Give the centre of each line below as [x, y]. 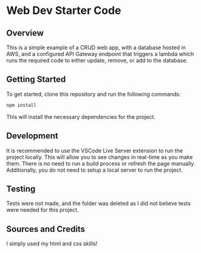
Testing [21, 189]
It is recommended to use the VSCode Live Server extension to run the [95, 150]
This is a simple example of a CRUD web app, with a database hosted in [96, 47]
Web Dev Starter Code [64, 11]
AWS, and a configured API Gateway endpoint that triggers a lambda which [100, 54]
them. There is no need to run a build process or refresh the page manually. [101, 163]
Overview [25, 33]
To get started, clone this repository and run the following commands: [94, 94]
